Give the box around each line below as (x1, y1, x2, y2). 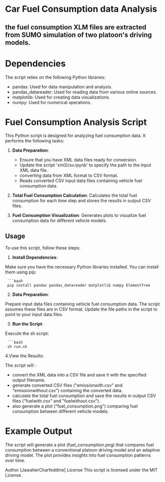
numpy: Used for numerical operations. (12, 99, 92, 105)
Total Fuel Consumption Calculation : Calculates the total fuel (12, 192, 137, 198)
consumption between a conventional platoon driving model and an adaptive (5, 447, 160, 453)
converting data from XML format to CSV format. (19, 173, 119, 179)
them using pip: (5, 269, 37, 275)
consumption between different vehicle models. (12, 408, 109, 414)
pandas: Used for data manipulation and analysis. (12, 83, 112, 89)
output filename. (12, 377, 46, 383)
